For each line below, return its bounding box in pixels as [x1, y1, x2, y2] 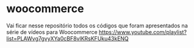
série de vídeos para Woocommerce [6, 28, 98, 35]
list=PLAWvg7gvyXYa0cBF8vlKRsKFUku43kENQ [6, 35, 129, 42]
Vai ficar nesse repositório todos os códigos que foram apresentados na [6, 22, 188, 29]
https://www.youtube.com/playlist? [98, 28, 187, 35]
